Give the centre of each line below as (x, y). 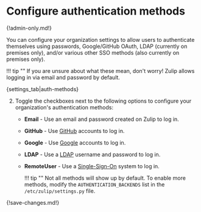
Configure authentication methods (96, 11)
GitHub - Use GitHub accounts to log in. (74, 131)
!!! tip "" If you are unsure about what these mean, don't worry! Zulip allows (100, 70)
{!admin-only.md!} (29, 28)
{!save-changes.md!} (33, 202)
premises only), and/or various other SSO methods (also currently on (93, 52)
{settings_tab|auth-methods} (43, 89)
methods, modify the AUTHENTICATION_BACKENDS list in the (94, 184)
